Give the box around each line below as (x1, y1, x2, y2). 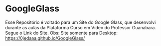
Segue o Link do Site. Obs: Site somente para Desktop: (5, 30, 118, 36)
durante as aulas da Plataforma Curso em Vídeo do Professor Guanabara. (5, 24, 156, 30)
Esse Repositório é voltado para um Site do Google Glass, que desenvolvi (5, 19, 156, 25)
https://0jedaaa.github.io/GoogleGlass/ (5, 35, 85, 41)
